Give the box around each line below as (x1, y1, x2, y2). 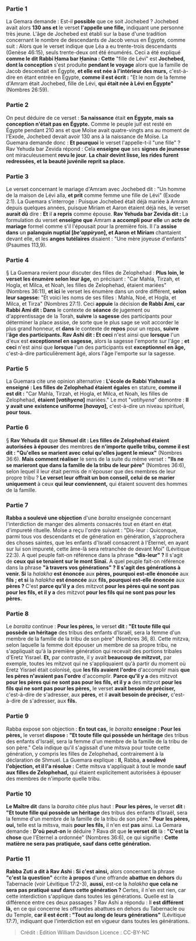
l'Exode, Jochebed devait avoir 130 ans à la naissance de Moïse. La (6, 133, 168, 140)
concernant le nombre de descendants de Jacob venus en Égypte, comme (6, 37, 185, 44)
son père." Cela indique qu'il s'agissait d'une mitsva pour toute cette (6, 744, 170, 751)
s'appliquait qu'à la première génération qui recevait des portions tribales (6, 648, 182, 655)
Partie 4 (6, 256, 29, 264)
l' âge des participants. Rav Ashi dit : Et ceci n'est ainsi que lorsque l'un (6, 331, 180, 338)
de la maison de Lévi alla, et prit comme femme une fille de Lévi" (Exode (6, 192, 180, 199)
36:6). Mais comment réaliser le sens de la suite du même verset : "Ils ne (6, 455, 184, 462)
